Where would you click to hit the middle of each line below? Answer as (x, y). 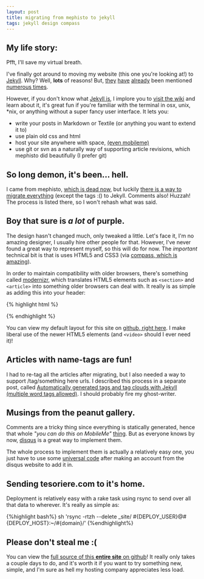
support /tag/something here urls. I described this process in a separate (96, 381)
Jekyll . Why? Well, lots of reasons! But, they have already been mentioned (99, 81)
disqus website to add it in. (40, 465)
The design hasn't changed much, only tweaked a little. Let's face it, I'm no (100, 236)
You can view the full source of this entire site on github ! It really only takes (101, 557)
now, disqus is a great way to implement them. (64, 440)
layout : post (23, 12)
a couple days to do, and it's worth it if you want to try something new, (94, 563)
